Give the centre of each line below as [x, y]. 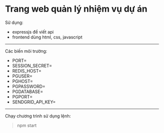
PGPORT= [22, 96]
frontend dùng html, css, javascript [47, 37]
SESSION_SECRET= [32, 66]
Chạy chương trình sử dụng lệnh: [38, 116]
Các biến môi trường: [26, 51]
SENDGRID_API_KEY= [34, 102]
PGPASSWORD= [29, 86]
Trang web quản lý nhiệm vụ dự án [76, 9]
